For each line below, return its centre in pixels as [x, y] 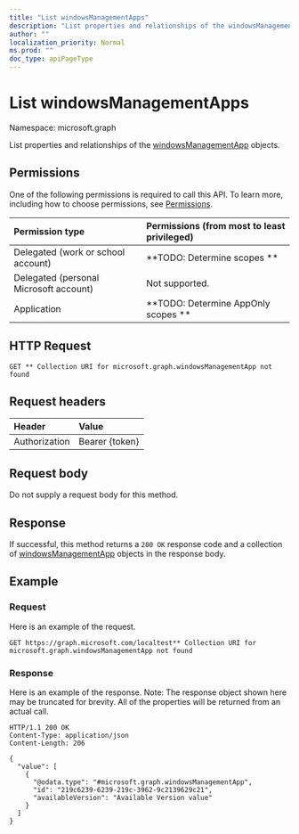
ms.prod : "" [31, 51]
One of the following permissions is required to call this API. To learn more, [146, 194]
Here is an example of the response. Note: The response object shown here [148, 692]
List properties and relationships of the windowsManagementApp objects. [145, 144]
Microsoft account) [54, 289]
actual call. [29, 711]
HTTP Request [50, 346]
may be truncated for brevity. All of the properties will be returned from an [145, 701]
